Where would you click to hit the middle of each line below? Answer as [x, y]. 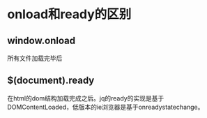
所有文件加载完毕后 [35, 58]
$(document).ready [51, 81]
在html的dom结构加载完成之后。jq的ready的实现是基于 [86, 98]
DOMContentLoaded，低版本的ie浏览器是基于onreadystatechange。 [106, 107]
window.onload [41, 40]
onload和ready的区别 [69, 14]
